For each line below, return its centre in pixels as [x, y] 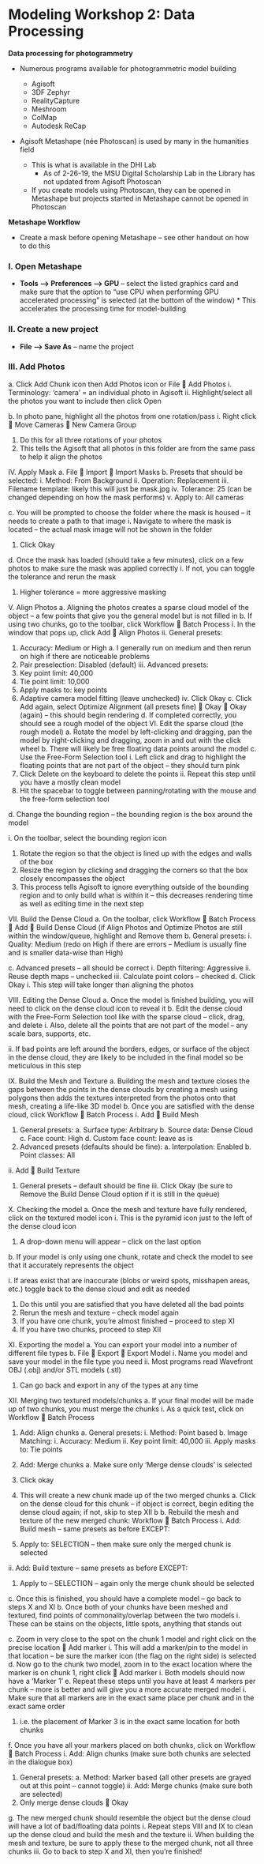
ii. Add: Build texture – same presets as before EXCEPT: [98, 1568]
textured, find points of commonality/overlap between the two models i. [124, 1615]
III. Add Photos [37, 367]
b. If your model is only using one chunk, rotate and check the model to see [131, 1256]
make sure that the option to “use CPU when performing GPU [119, 292]
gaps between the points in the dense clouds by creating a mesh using [123, 1089]
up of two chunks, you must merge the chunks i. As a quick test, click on [126, 1409]
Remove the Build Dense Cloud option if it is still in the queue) [120, 1194]
